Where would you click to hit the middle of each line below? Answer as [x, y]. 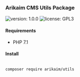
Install [12, 54]
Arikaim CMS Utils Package [40, 8]
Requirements [21, 30]
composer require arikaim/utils [40, 69]
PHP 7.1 [20, 42]
